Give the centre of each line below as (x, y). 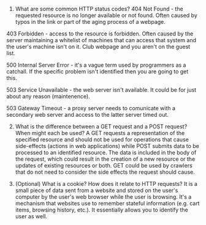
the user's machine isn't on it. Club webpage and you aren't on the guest (98, 46)
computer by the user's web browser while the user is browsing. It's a (103, 197)
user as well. (31, 216)
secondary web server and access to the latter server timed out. (87, 115)
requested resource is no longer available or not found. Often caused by (106, 15)
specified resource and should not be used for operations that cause (102, 139)
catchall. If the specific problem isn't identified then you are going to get (97, 72)
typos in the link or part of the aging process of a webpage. (90, 22)
